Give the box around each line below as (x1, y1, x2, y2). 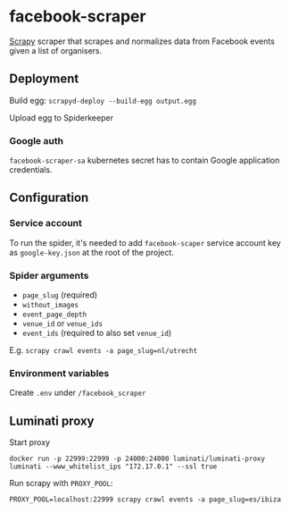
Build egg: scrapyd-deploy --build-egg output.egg (9, 95, 196, 105)
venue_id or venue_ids (21, 318, 104, 329)
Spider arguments (9, 269, 89, 282)
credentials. (9, 164, 53, 175)
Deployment (9, 71, 79, 87)
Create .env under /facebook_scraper (9, 387, 146, 399)
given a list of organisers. (9, 45, 103, 55)
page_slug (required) (21, 290, 98, 300)
